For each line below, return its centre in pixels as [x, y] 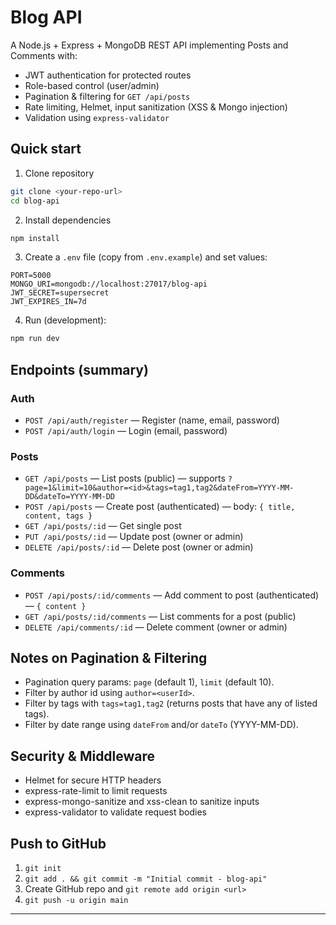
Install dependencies [68, 220]
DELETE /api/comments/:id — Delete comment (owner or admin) [156, 627]
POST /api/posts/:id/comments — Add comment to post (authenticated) [172, 595]
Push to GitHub [58, 843]
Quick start [46, 149]
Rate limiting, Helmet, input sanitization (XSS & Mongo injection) [156, 107]
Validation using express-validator [97, 117]
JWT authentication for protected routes [108, 75]
